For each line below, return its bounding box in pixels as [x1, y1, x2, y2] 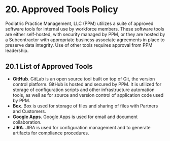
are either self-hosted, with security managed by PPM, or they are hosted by [5, 31, 165, 37]
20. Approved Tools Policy [5, 4, 118, 15]
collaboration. [12, 119, 42, 125]
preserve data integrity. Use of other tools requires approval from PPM [5, 42, 153, 48]
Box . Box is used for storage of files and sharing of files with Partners [12, 103, 158, 109]
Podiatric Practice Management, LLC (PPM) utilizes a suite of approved [5, 20, 154, 26]
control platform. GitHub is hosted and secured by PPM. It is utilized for [12, 81, 161, 87]
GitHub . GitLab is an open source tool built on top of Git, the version [12, 75, 155, 82]
